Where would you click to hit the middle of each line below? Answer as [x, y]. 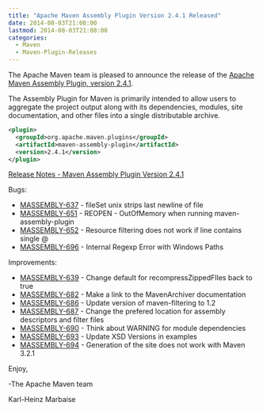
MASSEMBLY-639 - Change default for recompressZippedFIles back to [136, 278]
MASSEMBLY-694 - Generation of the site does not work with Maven [132, 345]
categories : [28, 38]
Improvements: [33, 263]
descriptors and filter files [62, 320]
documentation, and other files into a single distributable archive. [114, 115]
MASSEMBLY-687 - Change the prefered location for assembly [122, 311]
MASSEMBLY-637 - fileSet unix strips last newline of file [111, 205]
